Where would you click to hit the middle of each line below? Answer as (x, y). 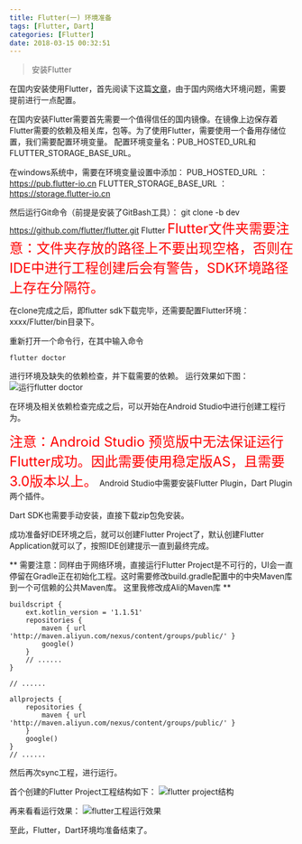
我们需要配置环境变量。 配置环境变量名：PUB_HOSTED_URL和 (141, 142)
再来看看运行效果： (45, 811)
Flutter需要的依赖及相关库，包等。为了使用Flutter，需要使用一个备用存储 (144, 131)
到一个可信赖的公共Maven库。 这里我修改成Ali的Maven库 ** (120, 588)
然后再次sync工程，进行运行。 (66, 773)
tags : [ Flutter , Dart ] (52, 26)
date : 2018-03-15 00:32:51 (60, 43)
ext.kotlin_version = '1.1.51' (84, 613)
